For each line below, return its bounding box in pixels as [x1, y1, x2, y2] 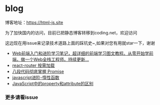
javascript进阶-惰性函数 [12, 75, 60, 80]
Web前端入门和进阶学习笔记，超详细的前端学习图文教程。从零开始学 [12, 50, 149, 56]
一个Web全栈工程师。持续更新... [25, 56, 89, 62]
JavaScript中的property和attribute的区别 [12, 80, 94, 86]
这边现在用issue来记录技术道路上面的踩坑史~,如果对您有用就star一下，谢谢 [5, 40, 156, 46]
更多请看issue [5, 94, 38, 101]
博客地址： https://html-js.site [5, 19, 63, 25]
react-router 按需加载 [12, 62, 55, 68]
